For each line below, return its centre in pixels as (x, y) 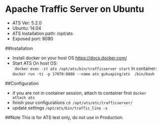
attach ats (24, 98)
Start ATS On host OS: (35, 63)
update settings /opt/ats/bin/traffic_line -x (60, 108)
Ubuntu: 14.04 (27, 28)
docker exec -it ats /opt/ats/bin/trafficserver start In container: (86, 68)
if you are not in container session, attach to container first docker (79, 93)
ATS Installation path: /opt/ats (43, 33)
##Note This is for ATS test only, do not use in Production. (64, 117)
